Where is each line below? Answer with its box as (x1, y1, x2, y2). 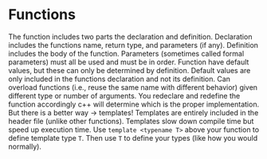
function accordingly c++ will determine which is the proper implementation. (8, 99, 260, 109)
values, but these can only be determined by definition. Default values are (8, 65, 251, 75)
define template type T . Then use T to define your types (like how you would (8, 133, 257, 142)
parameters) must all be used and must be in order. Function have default (8, 57, 249, 67)
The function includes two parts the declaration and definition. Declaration (8, 32, 253, 41)
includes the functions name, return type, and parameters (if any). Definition (8, 40, 259, 49)
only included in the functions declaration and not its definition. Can (8, 74, 231, 83)
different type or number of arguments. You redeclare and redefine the (8, 91, 241, 100)
